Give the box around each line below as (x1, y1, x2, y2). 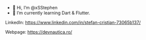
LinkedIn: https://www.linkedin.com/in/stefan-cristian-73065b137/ (5, 20, 141, 25)
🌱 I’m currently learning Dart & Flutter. (12, 10, 90, 16)
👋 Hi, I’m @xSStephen (12, 5, 58, 10)
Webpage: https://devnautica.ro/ (5, 29, 72, 35)
